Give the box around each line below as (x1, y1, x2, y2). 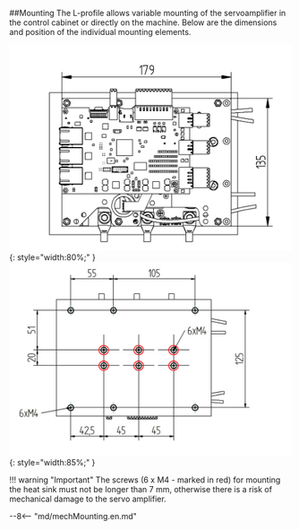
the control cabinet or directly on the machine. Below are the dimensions (9, 17, 278, 28)
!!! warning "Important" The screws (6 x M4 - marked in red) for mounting (9, 474, 281, 485)
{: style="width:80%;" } (9, 251, 96, 263)
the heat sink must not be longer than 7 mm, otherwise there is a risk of (9, 483, 273, 494)
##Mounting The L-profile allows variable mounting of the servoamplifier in (9, 8, 286, 18)
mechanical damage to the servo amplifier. (9, 493, 167, 504)
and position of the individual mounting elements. (9, 27, 192, 37)
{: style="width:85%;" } (9, 456, 96, 467)
